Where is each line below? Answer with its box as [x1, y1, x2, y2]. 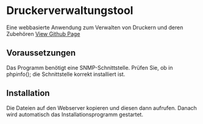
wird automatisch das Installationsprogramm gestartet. [6, 111, 143, 118]
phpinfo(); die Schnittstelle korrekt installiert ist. [6, 71, 126, 78]
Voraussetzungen [6, 48, 76, 58]
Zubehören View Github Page [6, 30, 80, 37]
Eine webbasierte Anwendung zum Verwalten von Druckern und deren [6, 24, 183, 31]
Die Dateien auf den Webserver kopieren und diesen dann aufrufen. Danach [6, 104, 197, 111]
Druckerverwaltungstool [6, 4, 134, 18]
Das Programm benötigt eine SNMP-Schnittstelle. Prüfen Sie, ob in [6, 64, 173, 71]
